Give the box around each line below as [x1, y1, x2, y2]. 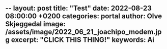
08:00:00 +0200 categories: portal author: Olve [5, 12, 162, 21]
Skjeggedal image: [5, 20, 66, 28]
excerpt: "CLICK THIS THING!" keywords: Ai [11, 35, 154, 44]
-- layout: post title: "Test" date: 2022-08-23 [5, 4, 152, 13]
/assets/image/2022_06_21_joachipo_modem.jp [5, 28, 162, 36]
